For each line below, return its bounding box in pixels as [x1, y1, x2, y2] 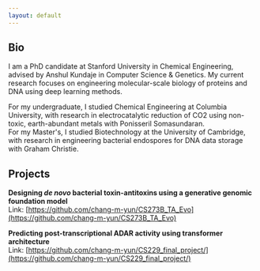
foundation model [8, 197, 69, 206]
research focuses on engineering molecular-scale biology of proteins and [8, 78, 247, 88]
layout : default [8, 11, 62, 20]
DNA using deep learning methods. [8, 87, 122, 96]
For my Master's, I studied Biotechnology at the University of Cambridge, [8, 127, 247, 137]
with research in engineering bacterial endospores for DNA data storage [8, 136, 243, 145]
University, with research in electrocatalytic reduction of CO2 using [8, 111, 228, 120]
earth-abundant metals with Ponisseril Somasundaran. [27, 119, 205, 129]
